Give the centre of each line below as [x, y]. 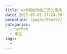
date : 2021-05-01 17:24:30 [34, 15]
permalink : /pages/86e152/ [34, 20]
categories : [18, 24]
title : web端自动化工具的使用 [34, 10]
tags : [11, 39]
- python [19, 29]
